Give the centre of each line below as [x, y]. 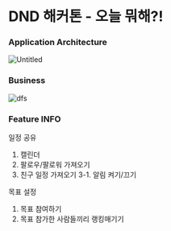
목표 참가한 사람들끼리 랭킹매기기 [72, 219]
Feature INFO [35, 119]
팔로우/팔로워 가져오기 [55, 165]
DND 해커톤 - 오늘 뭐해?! [86, 16]
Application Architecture [58, 43]
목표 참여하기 [41, 209]
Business [27, 80]
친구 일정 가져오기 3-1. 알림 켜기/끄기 [78, 175]
